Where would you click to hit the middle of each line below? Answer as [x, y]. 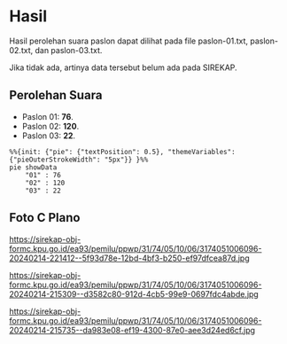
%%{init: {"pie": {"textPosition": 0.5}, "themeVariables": [123, 152]
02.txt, [21, 50]
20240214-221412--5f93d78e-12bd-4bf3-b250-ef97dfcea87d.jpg [129, 258]
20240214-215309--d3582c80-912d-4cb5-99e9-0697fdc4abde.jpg [134, 293]
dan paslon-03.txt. [69, 50]
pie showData [33, 167]
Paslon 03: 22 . [49, 136]
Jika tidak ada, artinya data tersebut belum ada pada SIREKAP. [123, 67]
